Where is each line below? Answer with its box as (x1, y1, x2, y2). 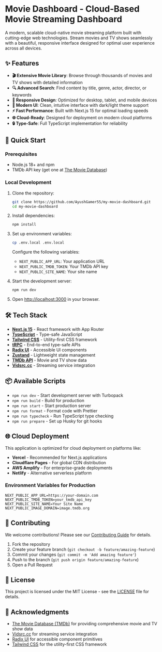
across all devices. (5, 45, 42, 51)
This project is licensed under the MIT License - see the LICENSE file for (5, 588, 149, 595)
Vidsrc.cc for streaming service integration (12, 631, 98, 637)
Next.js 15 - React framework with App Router (12, 326, 104, 332)
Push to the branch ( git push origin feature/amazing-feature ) (12, 556, 139, 562)
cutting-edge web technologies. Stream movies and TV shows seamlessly (5, 35, 153, 41)
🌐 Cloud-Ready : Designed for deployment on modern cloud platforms (12, 114, 152, 120)
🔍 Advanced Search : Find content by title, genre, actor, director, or (12, 85, 147, 91)
